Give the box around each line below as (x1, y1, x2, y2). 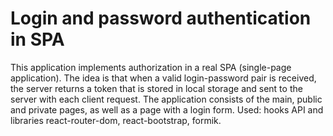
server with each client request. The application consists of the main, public (10, 93, 323, 105)
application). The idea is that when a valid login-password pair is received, (10, 72, 317, 84)
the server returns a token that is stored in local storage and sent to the (10, 82, 303, 94)
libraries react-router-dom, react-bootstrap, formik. (10, 114, 222, 126)
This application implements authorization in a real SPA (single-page (10, 61, 292, 73)
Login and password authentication (10, 7, 312, 30)
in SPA (10, 28, 65, 51)
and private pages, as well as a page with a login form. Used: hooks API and (10, 103, 324, 116)
